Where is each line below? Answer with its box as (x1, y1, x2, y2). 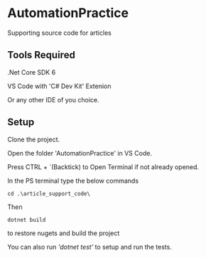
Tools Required (7, 49, 76, 61)
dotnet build (7, 216, 46, 223)
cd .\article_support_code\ (7, 190, 91, 197)
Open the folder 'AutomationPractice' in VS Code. (7, 149, 153, 157)
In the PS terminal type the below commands (7, 176, 139, 185)
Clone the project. (7, 135, 60, 144)
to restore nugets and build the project (7, 229, 120, 237)
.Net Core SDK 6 (7, 68, 56, 76)
